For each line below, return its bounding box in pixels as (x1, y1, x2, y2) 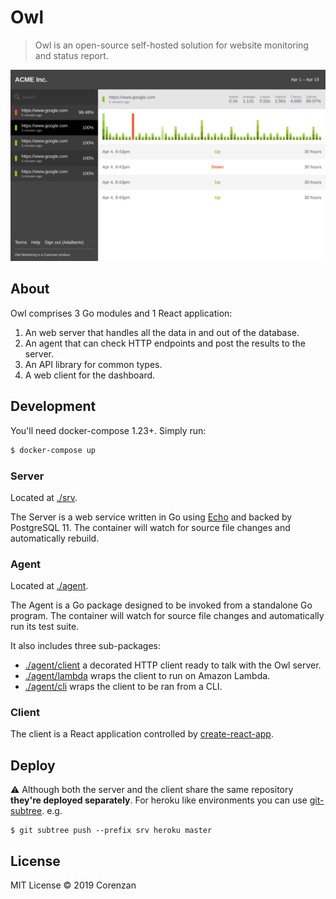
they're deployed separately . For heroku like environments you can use (10, 794, 308, 806)
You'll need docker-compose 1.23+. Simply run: (10, 424, 207, 436)
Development (10, 398, 97, 415)
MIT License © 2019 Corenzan (10, 879, 137, 891)
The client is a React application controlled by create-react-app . (10, 728, 274, 740)
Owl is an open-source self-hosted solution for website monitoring (34, 39, 309, 51)
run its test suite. (10, 621, 80, 633)
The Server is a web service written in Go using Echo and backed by (10, 511, 293, 523)
